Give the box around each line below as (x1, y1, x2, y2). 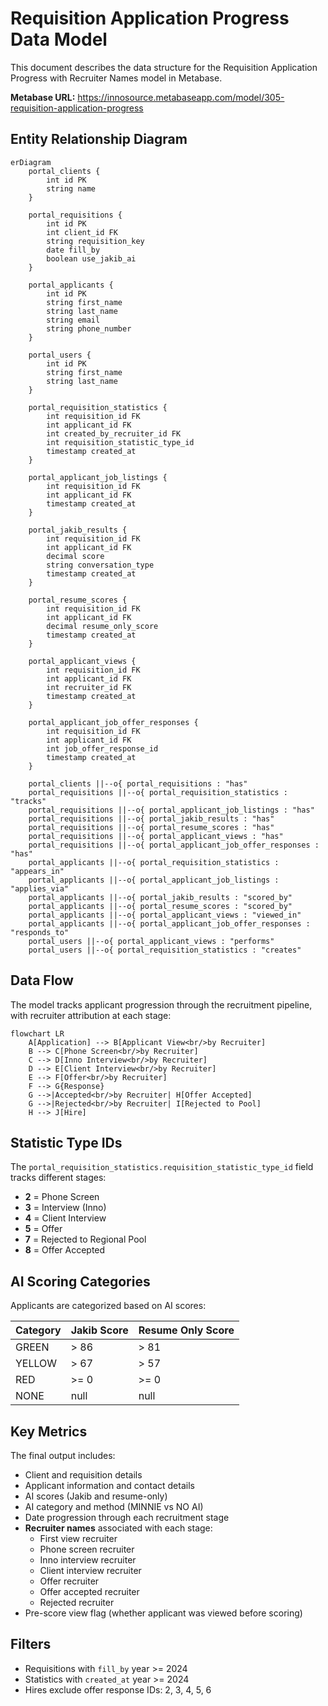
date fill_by (46, 245, 101, 255)
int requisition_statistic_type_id (46, 437, 195, 447)
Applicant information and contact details (24, 1480, 195, 1491)
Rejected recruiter (39, 1597, 115, 1608)
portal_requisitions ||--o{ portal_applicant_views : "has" (28, 831, 284, 841)
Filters (10, 1636, 52, 1653)
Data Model (10, 28, 108, 51)
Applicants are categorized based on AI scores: (10, 1300, 207, 1312)
